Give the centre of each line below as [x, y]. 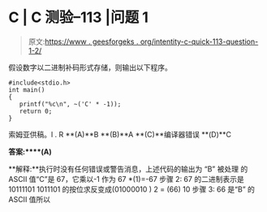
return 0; [36, 111]
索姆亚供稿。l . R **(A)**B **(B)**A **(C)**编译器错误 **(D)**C [120, 134]
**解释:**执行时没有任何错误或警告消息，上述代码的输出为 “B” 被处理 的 [128, 169]
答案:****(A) [30, 151]
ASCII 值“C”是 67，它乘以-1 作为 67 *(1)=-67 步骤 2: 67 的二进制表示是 [127, 179]
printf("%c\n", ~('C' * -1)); [70, 104]
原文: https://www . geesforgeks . [83, 41]
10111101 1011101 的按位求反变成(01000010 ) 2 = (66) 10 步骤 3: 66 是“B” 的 [132, 189]
